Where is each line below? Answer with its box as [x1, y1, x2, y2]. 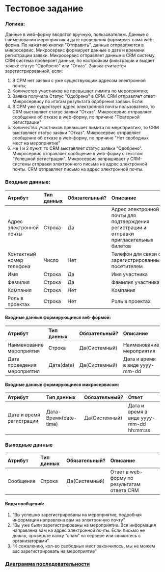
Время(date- [46, 414, 77, 421]
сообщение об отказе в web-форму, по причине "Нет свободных [12, 135, 149, 141]
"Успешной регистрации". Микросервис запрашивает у [12, 156, 129, 162]
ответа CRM [110, 487, 139, 494]
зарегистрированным [111, 256, 164, 263]
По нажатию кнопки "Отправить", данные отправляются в [21, 42, 144, 48]
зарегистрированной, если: [5, 68, 63, 74]
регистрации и [111, 224, 147, 231]
